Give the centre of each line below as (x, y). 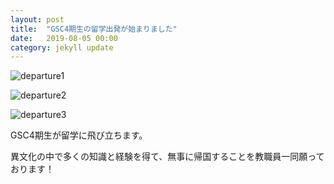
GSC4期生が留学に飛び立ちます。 (79, 135)
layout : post (37, 19)
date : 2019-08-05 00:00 (64, 38)
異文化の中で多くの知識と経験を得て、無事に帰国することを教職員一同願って (167, 157)
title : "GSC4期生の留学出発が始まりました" (94, 29)
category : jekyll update (62, 47)
